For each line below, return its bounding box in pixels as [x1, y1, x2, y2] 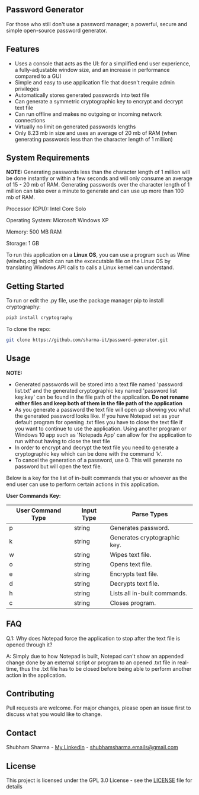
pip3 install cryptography [6, 315, 73, 321]
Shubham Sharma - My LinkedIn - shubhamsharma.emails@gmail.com [6, 744, 179, 751]
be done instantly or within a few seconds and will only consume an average [6, 175, 192, 182]
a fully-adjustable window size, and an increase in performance [14, 66, 170, 73]
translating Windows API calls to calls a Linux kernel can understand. [6, 264, 175, 271]
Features [6, 44, 40, 54]
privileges [14, 85, 40, 92]
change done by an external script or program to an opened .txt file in [6, 659, 176, 666]
